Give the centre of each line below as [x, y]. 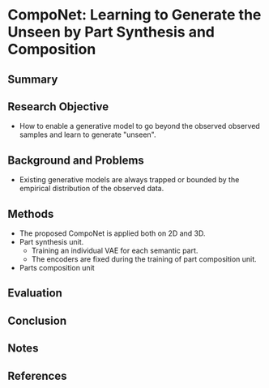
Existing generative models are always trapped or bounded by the [129, 180]
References [37, 375]
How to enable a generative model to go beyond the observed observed [139, 126]
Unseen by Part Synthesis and [111, 32]
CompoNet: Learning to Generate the [134, 15]
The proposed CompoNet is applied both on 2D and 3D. [112, 233]
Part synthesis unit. [51, 242]
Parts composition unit [57, 268]
